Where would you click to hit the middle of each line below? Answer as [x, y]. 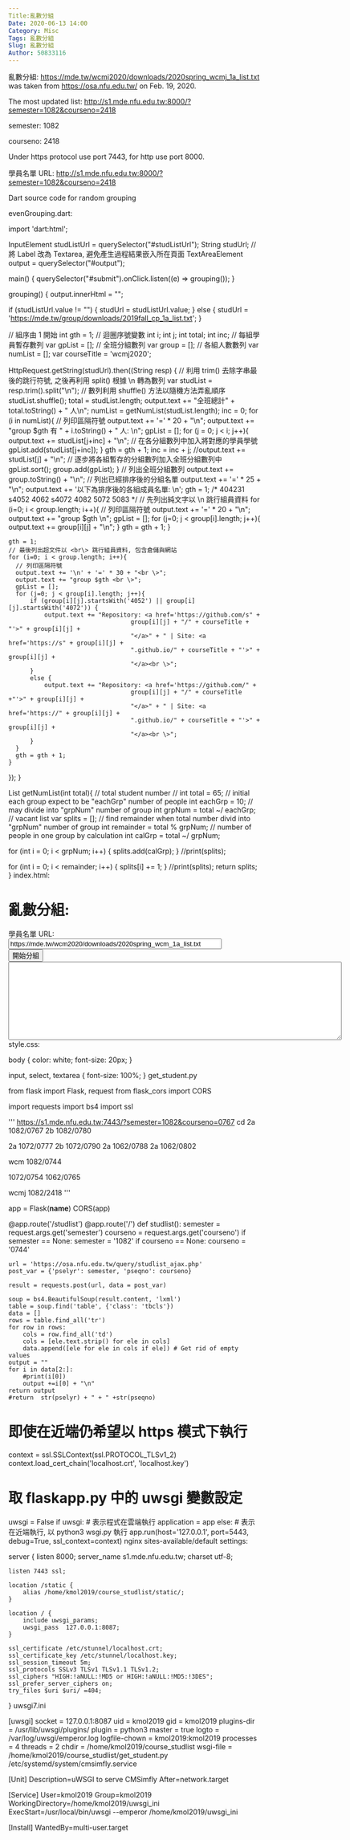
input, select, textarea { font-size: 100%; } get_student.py [103, 1075]
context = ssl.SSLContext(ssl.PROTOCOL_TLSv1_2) [92, 1455]
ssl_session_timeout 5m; [50, 1663]
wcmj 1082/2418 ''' [39, 1192]
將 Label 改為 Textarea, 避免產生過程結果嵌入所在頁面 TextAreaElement [126, 254]
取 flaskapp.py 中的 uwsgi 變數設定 [126, 1498]
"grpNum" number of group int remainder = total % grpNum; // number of [130, 827]
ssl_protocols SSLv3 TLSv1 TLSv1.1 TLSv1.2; [84, 1669]
